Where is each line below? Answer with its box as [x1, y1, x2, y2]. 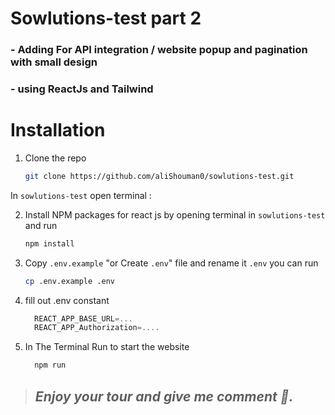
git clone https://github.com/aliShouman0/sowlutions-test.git [24, 171, 295, 181]
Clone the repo [24, 152, 87, 164]
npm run [34, 360, 67, 371]
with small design [10, 55, 98, 69]
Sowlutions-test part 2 [10, 7, 202, 30]
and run [24, 219, 58, 231]
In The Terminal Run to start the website [24, 341, 190, 353]
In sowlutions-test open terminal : [10, 189, 152, 201]
